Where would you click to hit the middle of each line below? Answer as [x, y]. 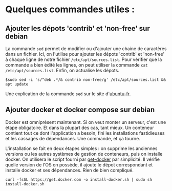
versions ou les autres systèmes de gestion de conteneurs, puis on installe [84, 154]
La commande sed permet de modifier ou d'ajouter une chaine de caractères [86, 49]
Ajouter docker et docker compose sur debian [80, 110]
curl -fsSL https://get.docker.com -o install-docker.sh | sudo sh [79, 179]
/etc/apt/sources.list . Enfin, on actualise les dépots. [62, 70]
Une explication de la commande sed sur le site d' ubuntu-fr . [68, 94]
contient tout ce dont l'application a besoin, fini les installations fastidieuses [85, 133]
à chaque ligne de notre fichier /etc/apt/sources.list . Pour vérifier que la [84, 59]
